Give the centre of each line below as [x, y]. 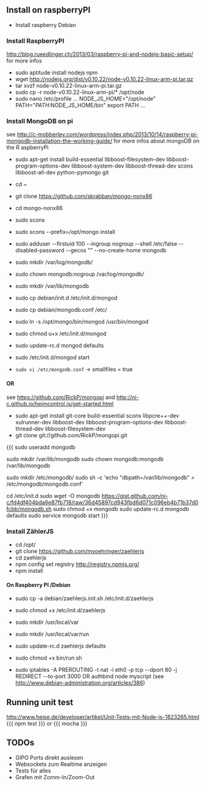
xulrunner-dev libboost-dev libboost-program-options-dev [89, 422]
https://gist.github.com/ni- [135, 496]
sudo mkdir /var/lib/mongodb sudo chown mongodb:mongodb [85, 459]
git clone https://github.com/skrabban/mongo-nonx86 [84, 196]
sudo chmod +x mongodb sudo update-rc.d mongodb [121, 508]
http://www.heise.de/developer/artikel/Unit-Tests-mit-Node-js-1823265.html [103, 717]
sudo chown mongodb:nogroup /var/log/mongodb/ [80, 274]
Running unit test [40, 702]
